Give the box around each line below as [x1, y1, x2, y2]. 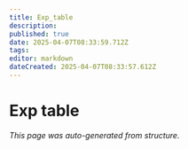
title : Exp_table [9, 12, 74, 22]
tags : [9, 46, 29, 55]
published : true [9, 29, 69, 38]
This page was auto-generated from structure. [9, 129, 180, 140]
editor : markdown [9, 54, 74, 63]
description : [9, 21, 58, 30]
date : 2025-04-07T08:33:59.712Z [9, 37, 129, 47]
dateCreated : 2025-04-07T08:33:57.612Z [9, 63, 157, 72]
